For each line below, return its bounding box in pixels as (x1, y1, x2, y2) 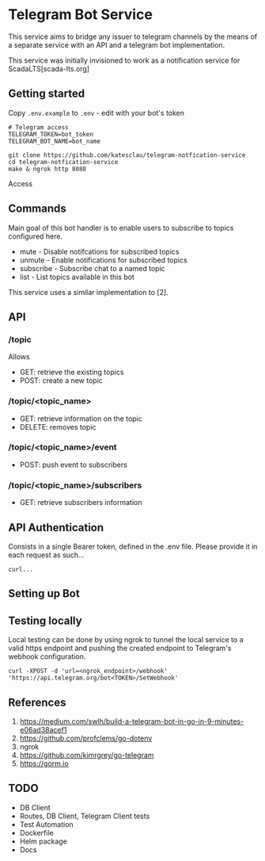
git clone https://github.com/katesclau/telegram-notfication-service (8, 151, 246, 159)
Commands (8, 202, 67, 216)
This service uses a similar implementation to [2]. (8, 287, 168, 297)
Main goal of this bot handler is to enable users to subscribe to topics (8, 223, 234, 232)
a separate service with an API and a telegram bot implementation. (8, 40, 225, 49)
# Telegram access (8, 123, 69, 132)
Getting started (8, 87, 85, 101)
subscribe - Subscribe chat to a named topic (19, 263, 166, 273)
